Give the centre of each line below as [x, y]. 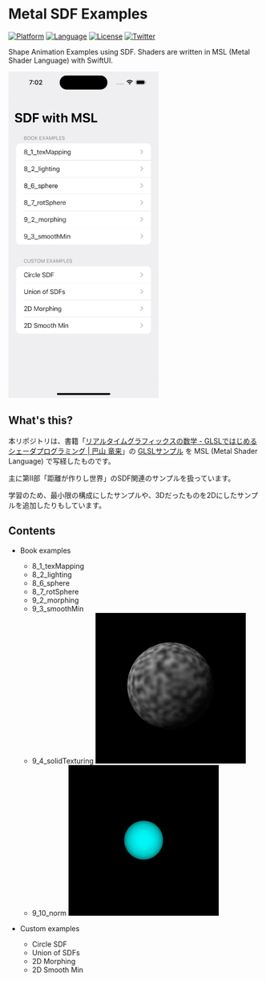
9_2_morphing [55, 600]
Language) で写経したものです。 [62, 461]
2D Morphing [54, 961]
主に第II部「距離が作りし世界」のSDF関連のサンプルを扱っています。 [122, 478]
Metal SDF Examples [78, 14]
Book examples [45, 550]
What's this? [41, 421]
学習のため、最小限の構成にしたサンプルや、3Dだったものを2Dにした [123, 495]
